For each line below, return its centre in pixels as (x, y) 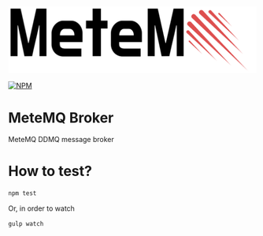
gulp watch (26, 224)
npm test (22, 193)
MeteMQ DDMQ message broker (61, 140)
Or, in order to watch (41, 208)
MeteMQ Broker (61, 118)
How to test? (50, 171)
